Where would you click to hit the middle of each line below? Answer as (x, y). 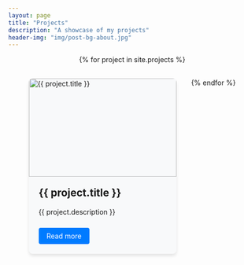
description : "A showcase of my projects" (79, 30)
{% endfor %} (213, 83)
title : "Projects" (38, 23)
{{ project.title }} (80, 193)
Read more (64, 236)
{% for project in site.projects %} (132, 60)
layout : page (30, 15)
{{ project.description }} (77, 212)
